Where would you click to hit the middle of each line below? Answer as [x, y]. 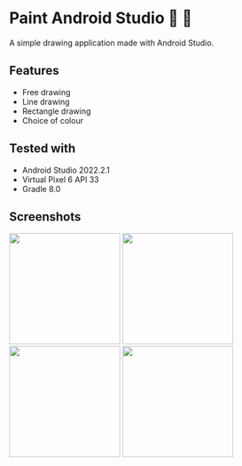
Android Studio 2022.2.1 [66, 170]
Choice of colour [53, 120]
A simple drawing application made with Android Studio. [112, 43]
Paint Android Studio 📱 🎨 [101, 18]
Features [34, 71]
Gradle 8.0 [41, 189]
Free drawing [46, 92]
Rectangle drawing [56, 111]
